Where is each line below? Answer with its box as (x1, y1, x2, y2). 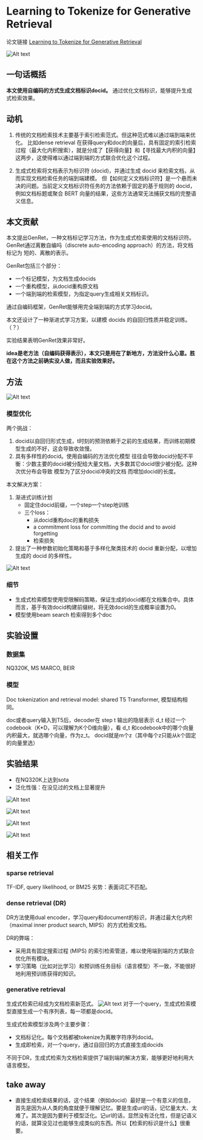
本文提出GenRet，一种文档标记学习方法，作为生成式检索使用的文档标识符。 (6, 234, 195, 242)
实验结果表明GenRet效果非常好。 (6, 336, 89, 344)
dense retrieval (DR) (6, 899, 67, 908)
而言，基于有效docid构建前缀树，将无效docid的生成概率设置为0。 (15, 603, 180, 611)
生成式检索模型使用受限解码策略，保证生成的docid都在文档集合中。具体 (15, 596, 194, 603)
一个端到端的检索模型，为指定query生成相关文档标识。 (15, 290, 153, 297)
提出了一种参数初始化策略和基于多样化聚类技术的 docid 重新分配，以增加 (15, 544, 197, 552)
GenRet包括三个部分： (6, 262, 62, 269)
